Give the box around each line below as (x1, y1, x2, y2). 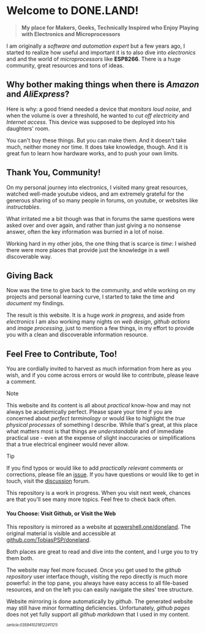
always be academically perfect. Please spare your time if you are (6, 408, 173, 416)
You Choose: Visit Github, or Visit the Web (6, 509, 116, 517)
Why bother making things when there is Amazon (6, 80, 199, 90)
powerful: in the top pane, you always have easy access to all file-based (6, 579, 188, 587)
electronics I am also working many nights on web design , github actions (6, 318, 190, 325)
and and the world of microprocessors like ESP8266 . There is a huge (6, 55, 181, 62)
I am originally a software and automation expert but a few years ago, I (6, 42, 185, 50)
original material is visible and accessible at (6, 530, 116, 537)
